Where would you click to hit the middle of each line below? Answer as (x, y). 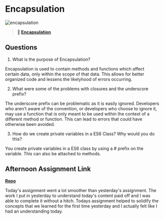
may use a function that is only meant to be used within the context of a (77, 114)
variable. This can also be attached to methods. (53, 153)
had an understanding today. (34, 211)
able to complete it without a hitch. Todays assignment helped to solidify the (82, 201)
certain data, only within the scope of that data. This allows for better (75, 74)
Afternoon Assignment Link (48, 169)
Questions (21, 48)
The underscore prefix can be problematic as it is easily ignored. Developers (82, 103)
